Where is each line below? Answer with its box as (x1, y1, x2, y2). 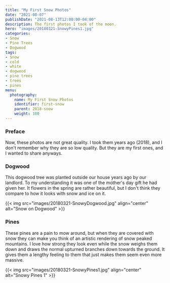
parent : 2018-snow (14, 107, 53, 112)
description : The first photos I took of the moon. (5, 21, 116, 27)
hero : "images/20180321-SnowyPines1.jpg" (5, 26, 94, 31)
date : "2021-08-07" (5, 12, 47, 17)
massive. (5, 257, 24, 263)
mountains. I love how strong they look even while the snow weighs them (5, 240, 158, 246)
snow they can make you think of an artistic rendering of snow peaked (5, 235, 152, 241)
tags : (5, 50, 17, 55)
